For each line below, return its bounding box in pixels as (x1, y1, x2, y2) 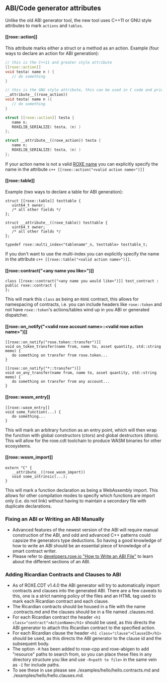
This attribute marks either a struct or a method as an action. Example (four (5, 45, 159, 51)
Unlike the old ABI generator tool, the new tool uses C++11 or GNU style (5, 17, 152, 23)
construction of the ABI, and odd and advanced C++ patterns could (12, 532, 151, 538)
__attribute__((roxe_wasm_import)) (11, 469, 85, 474)
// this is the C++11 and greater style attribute (5, 60, 112, 65)
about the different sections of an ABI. (12, 559, 90, 565)
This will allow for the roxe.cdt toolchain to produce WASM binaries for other (5, 438, 162, 444)
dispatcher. (5, 312, 28, 318)
